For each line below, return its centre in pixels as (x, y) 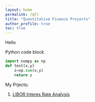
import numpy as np (25, 61)
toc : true (15, 28)
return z (23, 75)
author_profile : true (28, 24)
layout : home (19, 10)
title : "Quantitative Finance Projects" (48, 19)
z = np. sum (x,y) (29, 70)
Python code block (24, 52)
